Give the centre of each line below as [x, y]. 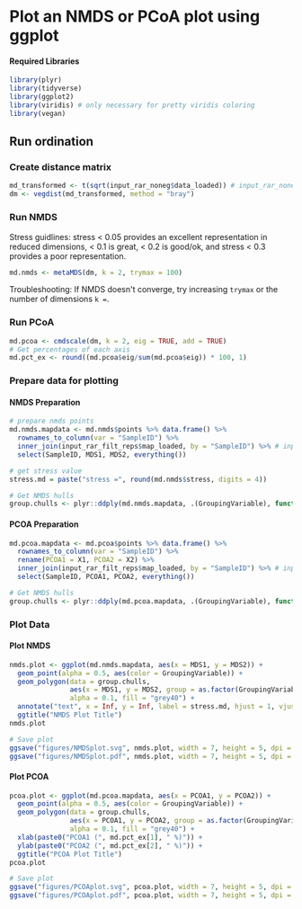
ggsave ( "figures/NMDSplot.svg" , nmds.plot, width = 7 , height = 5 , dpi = [151, 748]
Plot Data [30, 624]
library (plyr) [36, 80]
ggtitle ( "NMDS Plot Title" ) [70, 715]
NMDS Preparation [45, 402]
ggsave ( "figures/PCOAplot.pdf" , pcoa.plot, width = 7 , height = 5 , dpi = [151, 896]
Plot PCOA [29, 776]
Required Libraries [44, 61]
